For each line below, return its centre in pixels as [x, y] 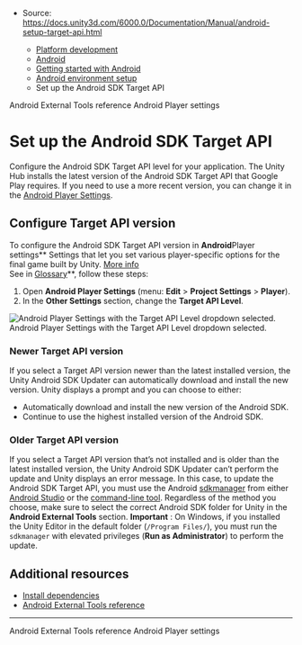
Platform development [77, 49]
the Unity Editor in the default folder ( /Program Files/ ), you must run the [143, 526]
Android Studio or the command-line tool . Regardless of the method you [143, 497]
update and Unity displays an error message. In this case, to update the [142, 479]
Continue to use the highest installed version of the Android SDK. [142, 417]
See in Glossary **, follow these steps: [79, 273]
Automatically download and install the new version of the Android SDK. [155, 408]
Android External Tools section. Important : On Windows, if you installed [145, 517]
